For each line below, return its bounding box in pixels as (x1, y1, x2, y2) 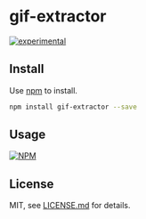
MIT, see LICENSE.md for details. (9, 200, 131, 211)
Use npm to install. (9, 85, 78, 95)
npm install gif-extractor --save (9, 102, 138, 111)
